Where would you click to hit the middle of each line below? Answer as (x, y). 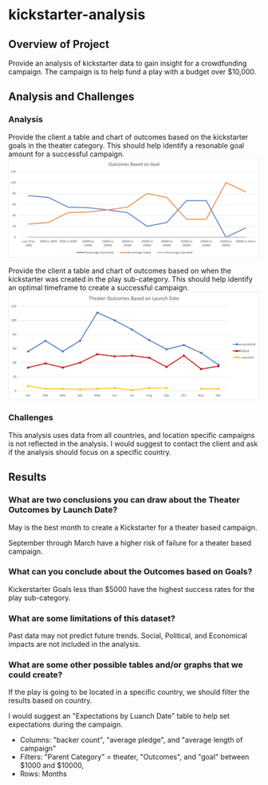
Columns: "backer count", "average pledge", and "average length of (131, 740)
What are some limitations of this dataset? (92, 618)
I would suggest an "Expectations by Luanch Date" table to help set (119, 716)
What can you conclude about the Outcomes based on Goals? (130, 572)
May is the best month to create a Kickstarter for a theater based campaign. (133, 527)
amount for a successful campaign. (67, 154)
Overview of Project (59, 44)
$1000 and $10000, (52, 765)
